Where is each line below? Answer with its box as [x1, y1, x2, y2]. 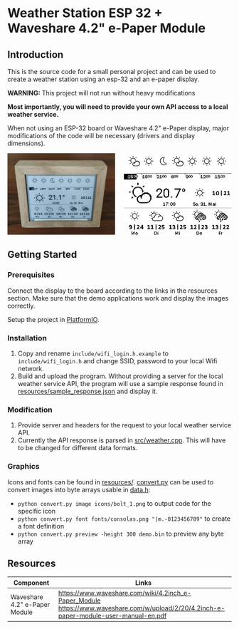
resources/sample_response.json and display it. [17, 387, 158, 395]
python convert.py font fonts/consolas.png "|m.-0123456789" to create [17, 514, 231, 523]
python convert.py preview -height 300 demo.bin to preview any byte [17, 529, 224, 538]
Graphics [7, 462, 40, 472]
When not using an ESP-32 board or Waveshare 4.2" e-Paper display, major [7, 124, 230, 132]
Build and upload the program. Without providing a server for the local [17, 372, 223, 380]
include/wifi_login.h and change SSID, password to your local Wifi [17, 357, 218, 365]
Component [13, 578, 50, 587]
